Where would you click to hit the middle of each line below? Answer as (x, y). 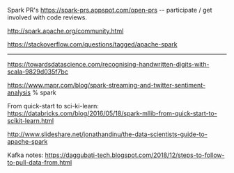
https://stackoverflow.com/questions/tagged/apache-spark (92, 44)
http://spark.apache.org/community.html (65, 31)
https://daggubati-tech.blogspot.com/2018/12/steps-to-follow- (135, 155)
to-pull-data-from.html (40, 162)
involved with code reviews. (47, 17)
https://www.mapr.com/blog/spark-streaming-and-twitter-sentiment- (107, 85)
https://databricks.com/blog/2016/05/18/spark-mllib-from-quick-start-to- (112, 113)
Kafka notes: (25, 155)
